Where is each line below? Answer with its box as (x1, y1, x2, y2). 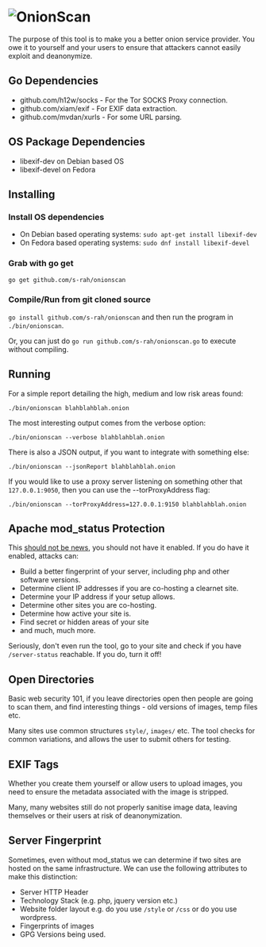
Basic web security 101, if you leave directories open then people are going (8, 694, 254, 703)
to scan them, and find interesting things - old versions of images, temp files (8, 702, 258, 712)
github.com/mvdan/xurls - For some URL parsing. (19, 112, 183, 122)
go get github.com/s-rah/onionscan (8, 276, 126, 284)
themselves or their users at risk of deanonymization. (8, 811, 183, 821)
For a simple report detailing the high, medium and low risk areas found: (8, 388, 244, 398)
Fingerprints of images (19, 921, 94, 930)
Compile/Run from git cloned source (8, 294, 151, 305)
